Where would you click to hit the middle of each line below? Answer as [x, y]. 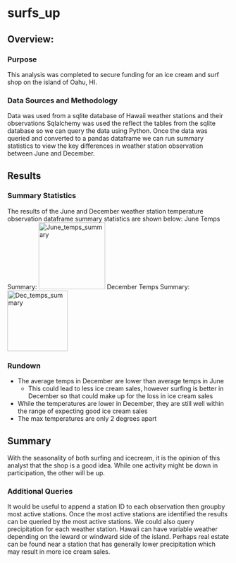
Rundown [24, 366]
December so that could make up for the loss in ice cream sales [120, 396]
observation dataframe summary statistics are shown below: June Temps [114, 219]
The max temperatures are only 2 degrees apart [87, 419]
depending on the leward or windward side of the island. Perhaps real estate [118, 537]
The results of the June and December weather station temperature [105, 211]
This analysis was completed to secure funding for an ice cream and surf [113, 74]
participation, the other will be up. [56, 472]
